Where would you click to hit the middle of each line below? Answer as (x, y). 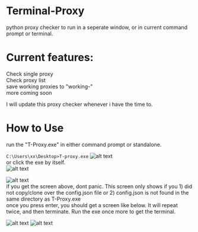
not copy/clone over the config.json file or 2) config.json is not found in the (98, 192)
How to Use (35, 128)
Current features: (50, 58)
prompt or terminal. (30, 33)
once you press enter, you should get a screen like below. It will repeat (92, 205)
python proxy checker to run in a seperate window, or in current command (97, 27)
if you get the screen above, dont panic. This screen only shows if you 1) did (99, 186)
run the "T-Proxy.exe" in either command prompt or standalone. (84, 144)
